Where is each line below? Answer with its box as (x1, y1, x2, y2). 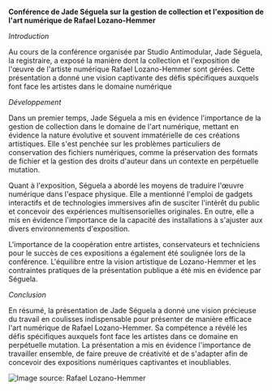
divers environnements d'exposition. (8, 224, 130, 233)
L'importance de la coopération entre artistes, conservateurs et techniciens (8, 240, 261, 249)
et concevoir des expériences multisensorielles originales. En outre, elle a (8, 206, 254, 216)
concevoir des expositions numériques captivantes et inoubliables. (8, 358, 231, 367)
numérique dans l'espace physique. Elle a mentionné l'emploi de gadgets (8, 189, 253, 198)
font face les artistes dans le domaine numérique (8, 81, 172, 91)
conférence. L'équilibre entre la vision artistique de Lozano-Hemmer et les (8, 257, 257, 267)
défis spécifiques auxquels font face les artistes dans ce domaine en (8, 332, 239, 341)
